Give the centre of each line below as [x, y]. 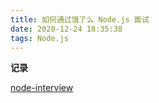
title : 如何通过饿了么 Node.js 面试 [80, 19]
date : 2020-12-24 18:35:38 [66, 29]
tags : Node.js [40, 38]
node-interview [42, 88]
